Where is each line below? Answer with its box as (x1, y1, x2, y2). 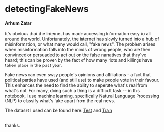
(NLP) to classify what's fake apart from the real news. (5, 98, 115, 104)
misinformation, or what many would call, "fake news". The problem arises (5, 41, 156, 47)
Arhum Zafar (5, 20, 32, 26)
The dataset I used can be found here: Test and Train (5, 107, 112, 114)
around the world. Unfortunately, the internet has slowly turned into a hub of (5, 36, 159, 42)
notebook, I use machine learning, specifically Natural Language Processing (5, 93, 159, 99)
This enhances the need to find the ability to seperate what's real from (5, 82, 147, 88)
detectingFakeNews (5, 3, 89, 15)
